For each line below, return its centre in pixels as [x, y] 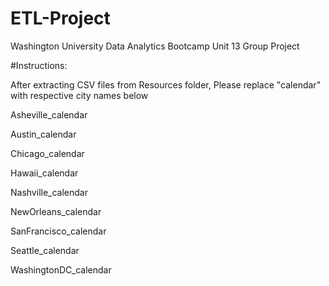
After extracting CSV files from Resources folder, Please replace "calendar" [166, 84]
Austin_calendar [43, 134]
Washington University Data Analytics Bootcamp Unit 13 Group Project [155, 46]
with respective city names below [79, 95]
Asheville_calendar [49, 114]
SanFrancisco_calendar [58, 231]
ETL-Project [60, 18]
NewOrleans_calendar [56, 211]
